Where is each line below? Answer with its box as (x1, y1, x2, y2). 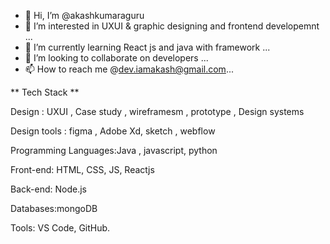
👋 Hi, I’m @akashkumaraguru (24, 10, 145, 21)
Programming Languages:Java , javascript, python (10, 145, 218, 156)
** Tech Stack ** (10, 86, 80, 98)
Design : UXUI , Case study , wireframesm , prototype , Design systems (10, 106, 305, 117)
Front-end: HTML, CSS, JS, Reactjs (10, 164, 155, 175)
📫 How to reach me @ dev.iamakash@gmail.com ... (24, 63, 234, 75)
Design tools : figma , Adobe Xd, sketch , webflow (10, 125, 216, 137)
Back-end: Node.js (10, 183, 87, 195)
